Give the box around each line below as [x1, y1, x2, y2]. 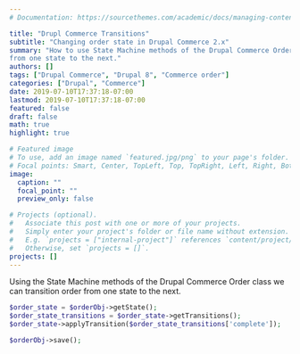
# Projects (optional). [9, 210, 98, 219]
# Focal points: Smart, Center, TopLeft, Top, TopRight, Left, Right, [9, 161, 278, 170]
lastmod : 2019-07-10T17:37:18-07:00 [9, 95, 146, 104]
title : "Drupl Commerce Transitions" [9, 29, 150, 38]
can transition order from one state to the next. [9, 286, 181, 297]
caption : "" [17, 177, 62, 187]
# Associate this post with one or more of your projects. [9, 219, 242, 228]
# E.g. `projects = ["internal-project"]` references [9, 235, 221, 244]
